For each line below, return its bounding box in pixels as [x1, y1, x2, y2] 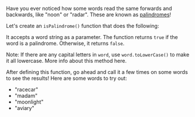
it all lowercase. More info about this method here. [6, 58, 127, 64]
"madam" [14, 93, 38, 99]
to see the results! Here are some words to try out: [6, 75, 127, 81]
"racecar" [14, 86, 39, 93]
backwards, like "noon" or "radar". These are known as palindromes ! [6, 11, 171, 18]
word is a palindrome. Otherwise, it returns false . [6, 40, 125, 47]
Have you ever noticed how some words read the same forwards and [6, 5, 172, 12]
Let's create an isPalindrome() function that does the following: [6, 23, 159, 29]
